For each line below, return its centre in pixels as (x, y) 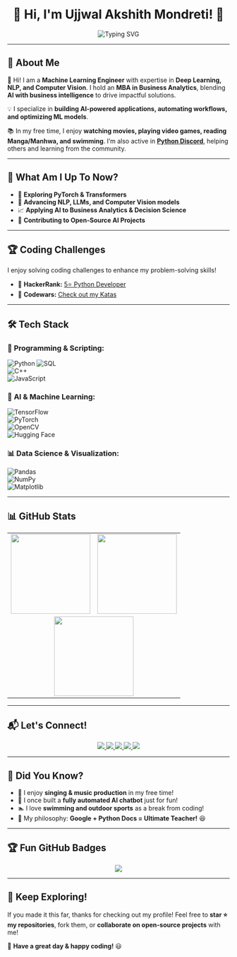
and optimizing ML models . (48, 117)
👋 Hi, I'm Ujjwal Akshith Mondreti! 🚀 (119, 14)
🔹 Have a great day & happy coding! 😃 (65, 946)
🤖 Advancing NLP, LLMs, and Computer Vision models (98, 202)
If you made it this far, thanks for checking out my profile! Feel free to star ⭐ (117, 915)
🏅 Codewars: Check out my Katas (67, 295)
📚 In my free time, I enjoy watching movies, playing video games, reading (117, 131)
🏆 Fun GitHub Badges (57, 848)
